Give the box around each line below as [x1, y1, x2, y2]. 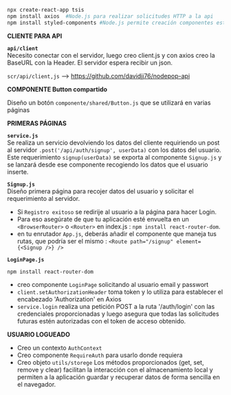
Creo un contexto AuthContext [16, 343, 102, 352]
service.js [7, 132, 38, 139]
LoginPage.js [7, 256, 45, 263]
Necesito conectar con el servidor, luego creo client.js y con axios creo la [7, 51, 215, 59]
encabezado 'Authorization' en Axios [16, 295, 122, 303]
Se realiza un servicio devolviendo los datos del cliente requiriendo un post [7, 138, 220, 147]
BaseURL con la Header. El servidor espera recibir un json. [7, 58, 173, 67]
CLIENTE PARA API [7, 32, 63, 40]
